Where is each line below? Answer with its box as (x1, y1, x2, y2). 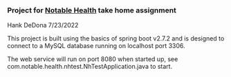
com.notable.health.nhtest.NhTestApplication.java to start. (7, 63, 173, 71)
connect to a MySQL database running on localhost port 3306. (7, 42, 185, 50)
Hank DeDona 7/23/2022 (7, 21, 79, 30)
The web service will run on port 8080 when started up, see (7, 55, 178, 63)
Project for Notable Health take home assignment (7, 5, 176, 15)
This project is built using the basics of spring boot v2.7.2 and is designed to (7, 34, 225, 43)
